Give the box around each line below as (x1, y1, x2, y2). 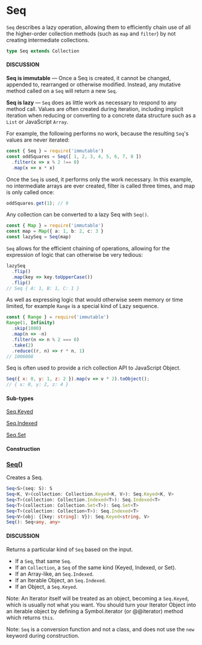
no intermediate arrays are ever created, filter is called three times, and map (6, 182, 195, 189)
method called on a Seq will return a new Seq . (6, 87, 118, 95)
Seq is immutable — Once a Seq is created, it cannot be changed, (6, 75, 171, 82)
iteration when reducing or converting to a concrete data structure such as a (6, 112, 196, 119)
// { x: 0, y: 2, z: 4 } (6, 382, 69, 388)
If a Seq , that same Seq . (14, 557, 72, 564)
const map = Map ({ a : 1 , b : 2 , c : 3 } (6, 228, 104, 234)
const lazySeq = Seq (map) (6, 234, 71, 240)
